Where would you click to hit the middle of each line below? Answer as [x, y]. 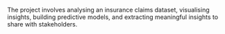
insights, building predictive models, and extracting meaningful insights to [113, 17]
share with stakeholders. [42, 24]
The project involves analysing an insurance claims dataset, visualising [108, 10]
